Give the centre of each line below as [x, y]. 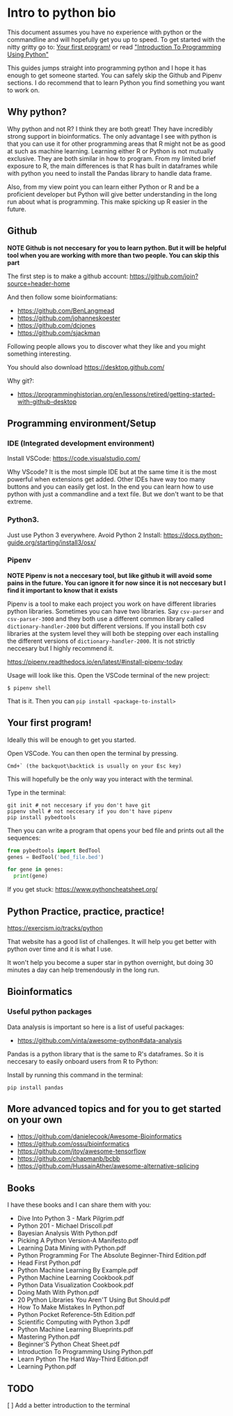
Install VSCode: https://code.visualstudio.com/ [74, 459]
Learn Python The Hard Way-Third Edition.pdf [83, 1359]
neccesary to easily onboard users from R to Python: [83, 1061]
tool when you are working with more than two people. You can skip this [113, 255]
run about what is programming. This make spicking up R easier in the [107, 201]
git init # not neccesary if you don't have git [79, 805]
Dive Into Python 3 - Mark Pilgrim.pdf [71, 1219]
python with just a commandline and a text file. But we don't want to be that [115, 494]
